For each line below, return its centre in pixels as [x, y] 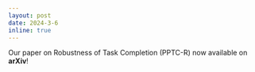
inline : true [30, 30]
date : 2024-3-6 [33, 23]
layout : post [30, 15]
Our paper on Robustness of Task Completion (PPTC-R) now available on [128, 53]
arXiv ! [19, 61]
